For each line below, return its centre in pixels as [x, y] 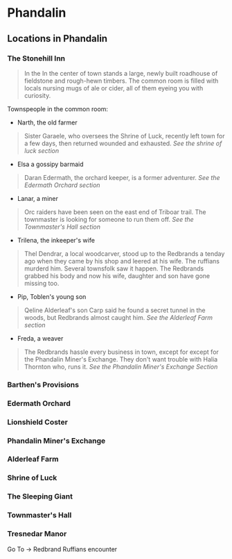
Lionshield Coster [37, 422]
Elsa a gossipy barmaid [50, 164]
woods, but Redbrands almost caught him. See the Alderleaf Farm [118, 317]
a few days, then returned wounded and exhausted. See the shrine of [123, 143]
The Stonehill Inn [36, 58]
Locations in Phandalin [57, 39]
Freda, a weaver [40, 338]
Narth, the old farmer [47, 122]
